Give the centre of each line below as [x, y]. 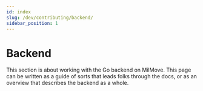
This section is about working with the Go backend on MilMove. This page [99, 70]
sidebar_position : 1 [32, 23]
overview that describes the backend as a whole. [68, 83]
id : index [19, 12]
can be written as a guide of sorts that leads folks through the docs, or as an [101, 76]
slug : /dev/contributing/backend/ [50, 18]
